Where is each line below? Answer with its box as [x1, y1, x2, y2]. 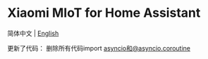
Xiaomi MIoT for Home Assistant [7, 5, 201, 21]
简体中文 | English [7, 29, 59, 37]
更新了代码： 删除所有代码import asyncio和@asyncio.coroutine [7, 44, 190, 52]
